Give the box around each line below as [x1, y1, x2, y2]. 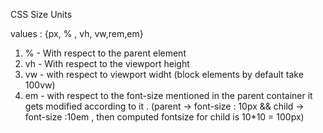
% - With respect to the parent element [24, 47, 187, 59]
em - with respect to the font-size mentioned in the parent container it [24, 90, 313, 101]
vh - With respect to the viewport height [24, 58, 190, 69]
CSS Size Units [10, 9, 73, 20]
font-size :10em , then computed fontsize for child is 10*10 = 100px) [24, 111, 305, 123]
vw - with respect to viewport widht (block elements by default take [24, 69, 304, 80]
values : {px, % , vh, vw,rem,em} [10, 28, 144, 39]
